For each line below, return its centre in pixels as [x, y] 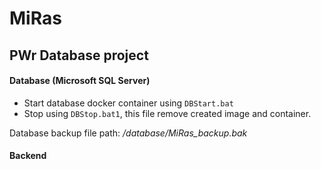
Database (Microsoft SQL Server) [80, 81]
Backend [28, 156]
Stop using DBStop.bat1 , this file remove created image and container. [167, 113]
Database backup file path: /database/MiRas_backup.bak [128, 133]
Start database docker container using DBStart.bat [128, 103]
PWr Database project [79, 55]
